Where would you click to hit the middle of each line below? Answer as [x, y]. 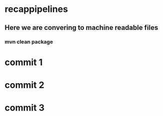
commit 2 [24, 85]
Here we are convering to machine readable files [81, 28]
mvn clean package [29, 42]
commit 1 [24, 62]
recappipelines [36, 9]
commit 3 [25, 108]
